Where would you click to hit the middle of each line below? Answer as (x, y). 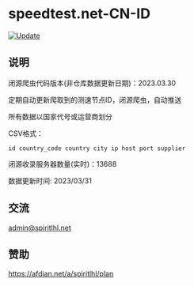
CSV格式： (26, 133)
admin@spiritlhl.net (40, 228)
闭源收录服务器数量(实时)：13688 (63, 164)
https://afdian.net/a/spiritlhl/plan (61, 274)
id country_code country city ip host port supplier (97, 148)
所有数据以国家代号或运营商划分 (60, 116)
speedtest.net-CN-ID (79, 14)
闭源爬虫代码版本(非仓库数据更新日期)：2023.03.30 (92, 83)
